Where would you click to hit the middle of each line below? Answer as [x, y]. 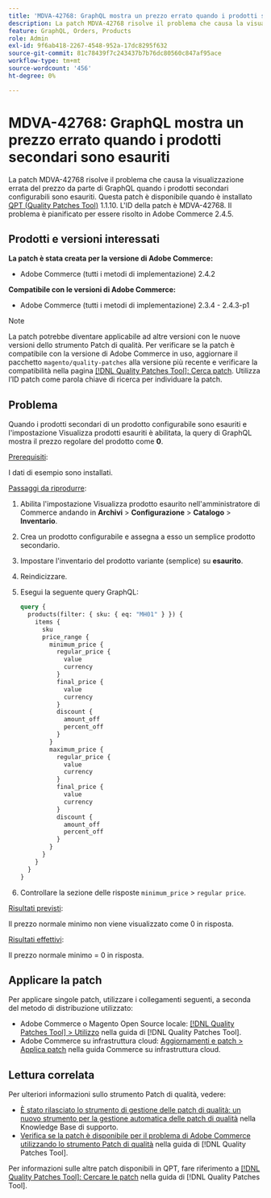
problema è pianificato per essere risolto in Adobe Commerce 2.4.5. [121, 214]
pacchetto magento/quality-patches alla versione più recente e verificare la [133, 362]
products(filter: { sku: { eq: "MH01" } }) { [105, 615]
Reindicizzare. [44, 577]
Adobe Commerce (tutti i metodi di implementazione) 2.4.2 [117, 274]
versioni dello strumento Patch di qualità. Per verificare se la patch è [122, 345]
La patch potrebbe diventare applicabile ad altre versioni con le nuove [124, 336]
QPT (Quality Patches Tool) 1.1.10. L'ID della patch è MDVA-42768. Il [120, 205]
